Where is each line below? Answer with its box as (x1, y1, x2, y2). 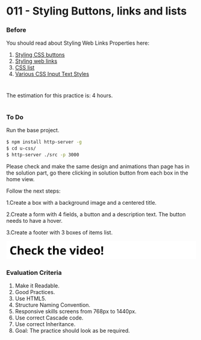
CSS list (14, 64, 35, 71)
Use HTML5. (14, 295, 46, 303)
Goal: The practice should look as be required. (14, 327, 131, 335)
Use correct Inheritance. (14, 321, 76, 328)
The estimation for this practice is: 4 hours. (6, 92, 113, 99)
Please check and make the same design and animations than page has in (6, 162, 190, 170)
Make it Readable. (14, 282, 60, 289)
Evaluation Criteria (6, 269, 62, 277)
